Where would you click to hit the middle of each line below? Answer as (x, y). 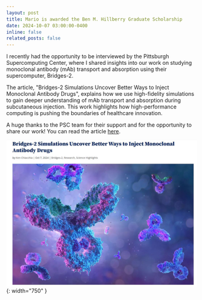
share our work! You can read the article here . (64, 132)
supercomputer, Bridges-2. (40, 76)
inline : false (24, 32)
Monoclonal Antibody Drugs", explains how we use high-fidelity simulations (100, 94)
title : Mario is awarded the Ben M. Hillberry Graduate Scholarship (94, 19)
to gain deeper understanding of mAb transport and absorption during (94, 101)
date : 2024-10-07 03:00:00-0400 (47, 25)
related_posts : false (34, 38)
